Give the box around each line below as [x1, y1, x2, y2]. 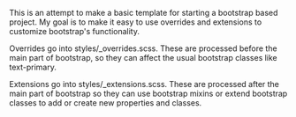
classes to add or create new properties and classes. [9, 98, 202, 108]
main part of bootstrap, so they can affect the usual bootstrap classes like [9, 53, 278, 62]
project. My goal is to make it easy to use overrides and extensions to [9, 17, 262, 27]
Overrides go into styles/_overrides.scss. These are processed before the [9, 43, 277, 54]
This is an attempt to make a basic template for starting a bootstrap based [9, 8, 278, 18]
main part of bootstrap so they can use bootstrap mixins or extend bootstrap [9, 88, 288, 99]
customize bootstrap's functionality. [9, 26, 140, 36]
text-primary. [9, 62, 57, 72]
